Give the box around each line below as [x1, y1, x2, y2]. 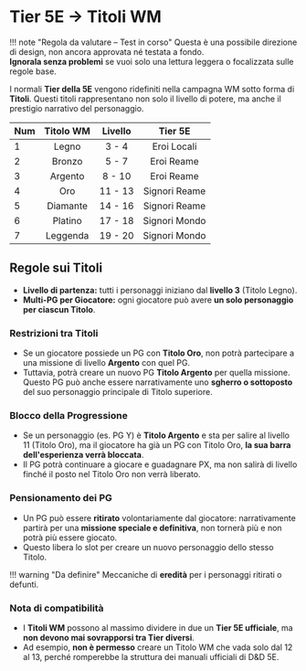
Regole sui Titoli [9, 261, 103, 276]
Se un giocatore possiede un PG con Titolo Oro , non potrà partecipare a [22, 347, 295, 358]
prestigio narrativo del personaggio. [9, 102, 144, 113]
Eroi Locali [152, 140, 197, 153]
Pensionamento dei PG [9, 492, 112, 505]
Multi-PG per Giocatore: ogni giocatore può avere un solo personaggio [22, 294, 294, 305]
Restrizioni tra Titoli [9, 326, 99, 339]
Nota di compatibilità [9, 602, 104, 614]
